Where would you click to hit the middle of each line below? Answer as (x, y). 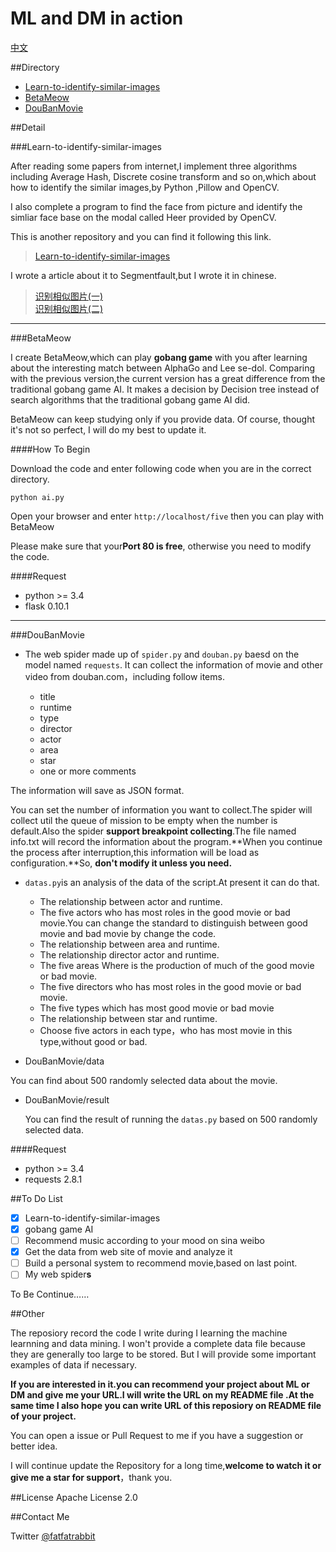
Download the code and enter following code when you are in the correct (161, 468)
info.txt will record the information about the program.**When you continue (166, 841)
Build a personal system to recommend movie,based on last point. (161, 1263)
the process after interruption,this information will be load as (135, 852)
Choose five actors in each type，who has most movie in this (166, 1030)
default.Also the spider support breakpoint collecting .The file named (153, 831)
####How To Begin (50, 449)
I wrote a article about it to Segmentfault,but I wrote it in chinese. (143, 275)
